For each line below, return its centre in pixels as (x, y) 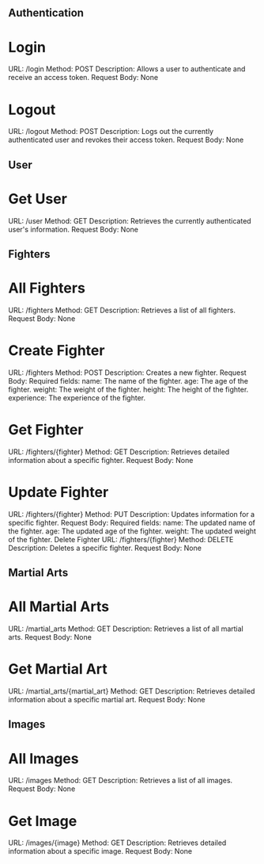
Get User (38, 199)
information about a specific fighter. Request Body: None (101, 460)
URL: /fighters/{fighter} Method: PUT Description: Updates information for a (132, 514)
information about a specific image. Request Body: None (100, 851)
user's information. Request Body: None (73, 229)
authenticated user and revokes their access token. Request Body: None (126, 140)
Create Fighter (57, 351)
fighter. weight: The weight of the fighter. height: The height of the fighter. (128, 389)
